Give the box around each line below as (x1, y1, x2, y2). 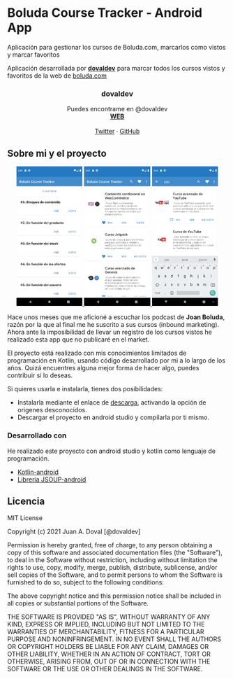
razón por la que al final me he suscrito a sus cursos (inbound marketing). (7, 321, 220, 329)
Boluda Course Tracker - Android (7, 5, 202, 21)
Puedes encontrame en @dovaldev (66, 105, 168, 113)
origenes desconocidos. (17, 406, 87, 414)
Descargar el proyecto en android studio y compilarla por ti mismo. (17, 413, 210, 421)
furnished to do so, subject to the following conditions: (7, 578, 164, 587)
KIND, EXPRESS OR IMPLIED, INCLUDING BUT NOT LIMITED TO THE (7, 620, 205, 629)
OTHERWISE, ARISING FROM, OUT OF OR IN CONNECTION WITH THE (7, 657, 211, 666)
